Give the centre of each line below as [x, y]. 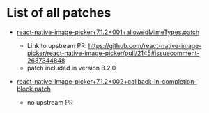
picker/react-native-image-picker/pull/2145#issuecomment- [113, 53]
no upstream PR [50, 102]
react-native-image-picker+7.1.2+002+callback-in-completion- [107, 81]
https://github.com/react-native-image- [145, 45]
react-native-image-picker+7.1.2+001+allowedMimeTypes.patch [108, 32]
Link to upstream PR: [57, 45]
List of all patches [59, 13]
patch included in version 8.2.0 [71, 68]
